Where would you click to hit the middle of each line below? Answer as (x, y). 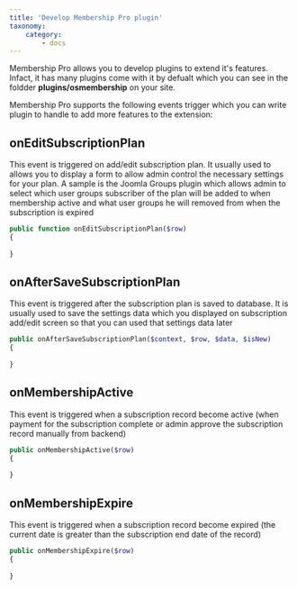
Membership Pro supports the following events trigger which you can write (148, 105)
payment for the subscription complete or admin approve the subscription (146, 423)
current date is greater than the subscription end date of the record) (135, 534)
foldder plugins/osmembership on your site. (92, 87)
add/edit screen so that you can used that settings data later (121, 323)
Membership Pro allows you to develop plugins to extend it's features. (139, 68)
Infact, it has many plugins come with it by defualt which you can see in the (149, 78)
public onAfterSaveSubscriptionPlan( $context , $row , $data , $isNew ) (140, 340)
